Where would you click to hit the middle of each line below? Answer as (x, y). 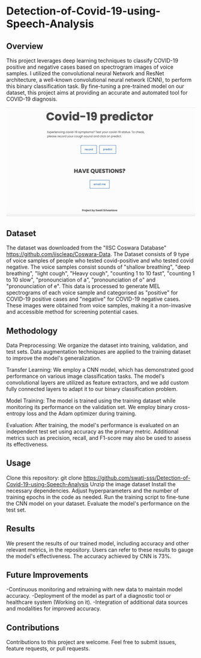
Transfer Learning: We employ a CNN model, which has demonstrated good (100, 370)
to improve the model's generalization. (54, 358)
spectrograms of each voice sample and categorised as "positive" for (92, 293)
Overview (25, 46)
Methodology (32, 331)
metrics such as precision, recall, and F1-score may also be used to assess (99, 438)
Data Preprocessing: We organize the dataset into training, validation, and (97, 345)
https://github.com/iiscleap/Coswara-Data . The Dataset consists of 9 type (98, 254)
